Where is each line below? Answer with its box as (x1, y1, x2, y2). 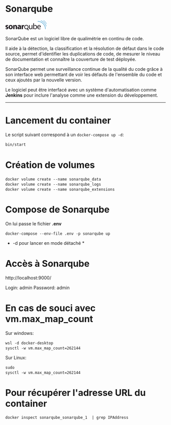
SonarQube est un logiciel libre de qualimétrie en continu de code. (5, 35, 144, 41)
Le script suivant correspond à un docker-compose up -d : (5, 131, 124, 137)
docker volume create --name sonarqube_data (5, 177, 101, 182)
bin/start (5, 142, 26, 147)
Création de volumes (5, 159, 95, 171)
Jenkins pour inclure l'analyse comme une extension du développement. (5, 92, 159, 98)
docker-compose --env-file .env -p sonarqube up (5, 231, 110, 236)
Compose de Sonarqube (5, 204, 110, 215)
